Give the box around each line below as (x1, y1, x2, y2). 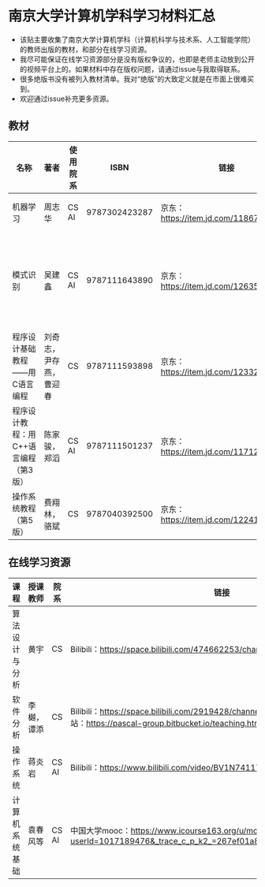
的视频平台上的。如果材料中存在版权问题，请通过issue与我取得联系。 (19, 64, 244, 73)
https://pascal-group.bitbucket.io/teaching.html (85, 717, 263, 729)
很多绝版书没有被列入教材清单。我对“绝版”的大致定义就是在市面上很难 (19, 74, 248, 84)
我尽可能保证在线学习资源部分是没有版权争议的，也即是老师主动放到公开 (19, 54, 255, 64)
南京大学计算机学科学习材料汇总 (8, 7, 216, 25)
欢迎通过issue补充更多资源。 (19, 94, 114, 103)
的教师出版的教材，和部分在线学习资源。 (19, 44, 151, 54)
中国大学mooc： (69, 825, 132, 836)
